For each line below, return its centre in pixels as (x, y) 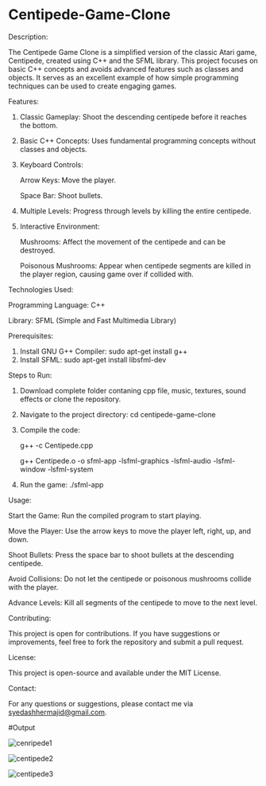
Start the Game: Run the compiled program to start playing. (105, 515)
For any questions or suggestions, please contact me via (101, 703)
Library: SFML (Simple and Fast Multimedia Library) (93, 320)
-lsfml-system (70, 469)
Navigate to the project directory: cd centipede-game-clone (118, 414)
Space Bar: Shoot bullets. (61, 195)
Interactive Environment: (60, 226)
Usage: (20, 500)
